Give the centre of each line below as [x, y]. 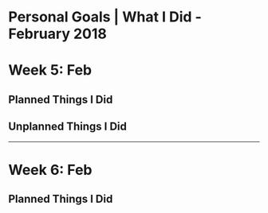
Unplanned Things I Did [68, 127]
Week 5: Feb [50, 70]
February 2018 [58, 34]
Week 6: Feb [51, 170]
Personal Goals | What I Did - [105, 17]
